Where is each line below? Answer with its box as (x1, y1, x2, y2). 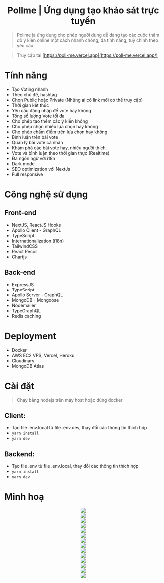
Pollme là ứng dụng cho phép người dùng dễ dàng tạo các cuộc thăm (16, 32, 160, 38)
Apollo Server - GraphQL (11, 292, 63, 298)
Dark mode (11, 160, 35, 167)
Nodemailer (11, 302, 36, 308)
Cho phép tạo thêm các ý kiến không (11, 118, 88, 124)
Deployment (4, 330, 57, 342)
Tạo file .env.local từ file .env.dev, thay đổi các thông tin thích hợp (11, 425, 147, 431)
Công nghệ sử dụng (4, 189, 88, 200)
